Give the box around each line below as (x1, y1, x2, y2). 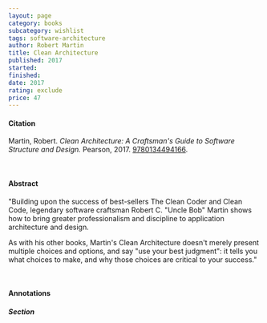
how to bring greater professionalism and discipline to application (8, 213, 225, 223)
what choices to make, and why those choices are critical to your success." (8, 254, 257, 264)
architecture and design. (8, 222, 90, 232)
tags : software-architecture (8, 34, 106, 42)
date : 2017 (8, 79, 45, 87)
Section (8, 306, 34, 317)
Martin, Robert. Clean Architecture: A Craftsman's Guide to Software (8, 136, 235, 146)
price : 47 (8, 94, 42, 102)
